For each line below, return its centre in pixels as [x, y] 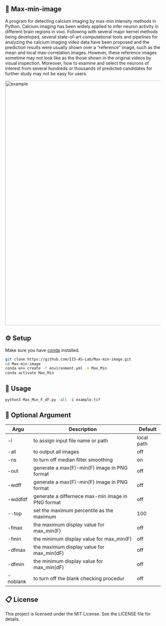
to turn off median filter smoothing [73, 459]
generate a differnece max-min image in [80, 496]
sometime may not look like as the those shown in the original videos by [78, 58]
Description [83, 429]
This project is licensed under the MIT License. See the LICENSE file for [78, 614]
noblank [17, 581]
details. [13, 619]
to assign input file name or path [71, 441]
